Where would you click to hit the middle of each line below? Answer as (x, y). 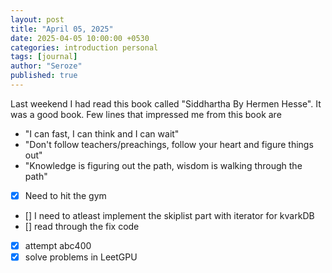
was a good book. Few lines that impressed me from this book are (146, 114)
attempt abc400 (58, 245)
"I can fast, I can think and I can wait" (102, 133)
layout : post (37, 19)
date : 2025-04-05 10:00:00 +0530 (80, 38)
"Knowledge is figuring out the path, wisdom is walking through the (163, 165)
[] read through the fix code (82, 226)
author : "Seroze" (46, 66)
